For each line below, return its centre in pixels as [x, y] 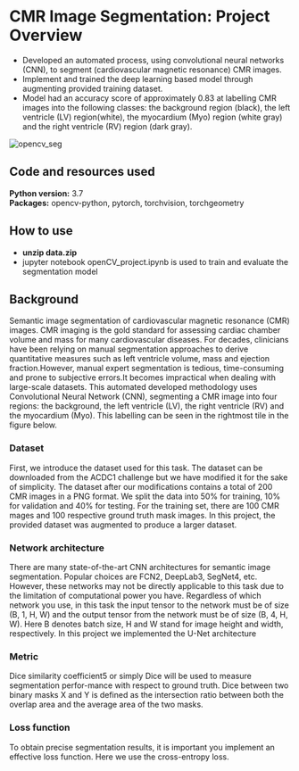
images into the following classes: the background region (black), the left [156, 107]
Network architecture [57, 548]
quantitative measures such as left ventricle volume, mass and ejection [140, 359]
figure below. [33, 425]
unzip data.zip [50, 253]
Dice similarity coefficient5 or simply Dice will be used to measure [130, 676]
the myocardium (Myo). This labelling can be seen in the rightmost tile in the [149, 416]
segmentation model [60, 271]
